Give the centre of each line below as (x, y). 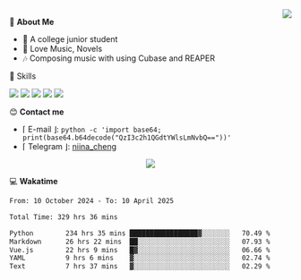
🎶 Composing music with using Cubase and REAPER (118, 58)
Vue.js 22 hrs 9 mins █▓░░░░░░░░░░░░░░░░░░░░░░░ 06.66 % (140, 250)
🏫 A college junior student (70, 39)
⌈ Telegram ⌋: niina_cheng (69, 146)
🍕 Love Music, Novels (62, 49)
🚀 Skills (23, 76)
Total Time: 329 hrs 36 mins (64, 217)
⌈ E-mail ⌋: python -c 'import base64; (92, 129)
